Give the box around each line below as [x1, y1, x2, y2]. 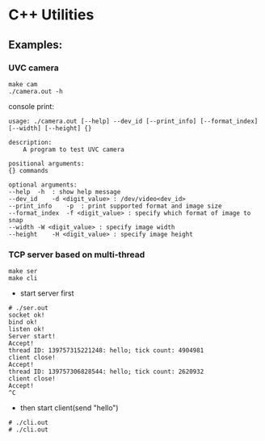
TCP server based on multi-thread [8, 249, 145, 260]
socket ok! [8, 311, 45, 320]
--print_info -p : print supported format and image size [8, 202, 222, 210]
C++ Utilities [8, 6, 95, 24]
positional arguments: [8, 159, 85, 167]
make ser [8, 267, 38, 275]
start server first [19, 288, 74, 298]
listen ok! [8, 325, 45, 334]
